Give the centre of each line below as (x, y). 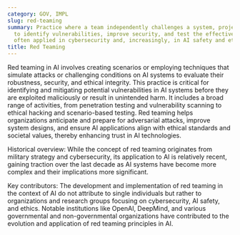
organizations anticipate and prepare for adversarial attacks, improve (109, 120)
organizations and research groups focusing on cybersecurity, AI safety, (114, 201)
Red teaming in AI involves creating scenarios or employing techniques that (118, 67)
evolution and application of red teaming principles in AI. (90, 224)
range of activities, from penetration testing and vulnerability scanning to (115, 105)
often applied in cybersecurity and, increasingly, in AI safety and (119, 41)
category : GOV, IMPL (38, 14)
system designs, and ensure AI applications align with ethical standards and (119, 128)
